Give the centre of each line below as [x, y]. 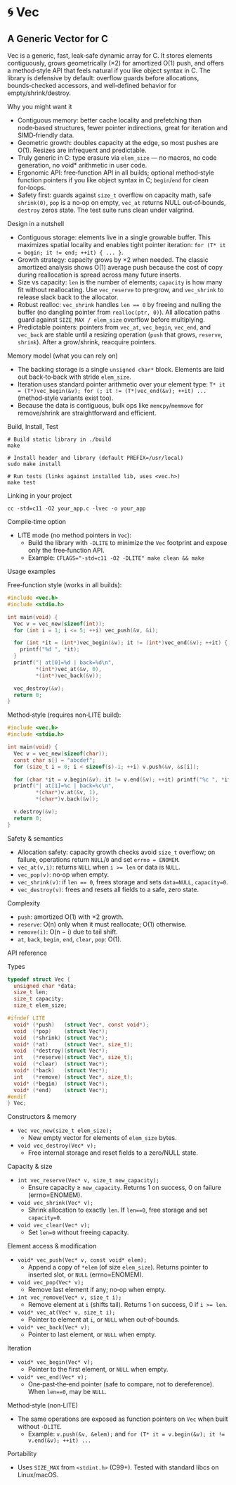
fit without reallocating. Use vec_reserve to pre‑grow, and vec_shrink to [120, 290]
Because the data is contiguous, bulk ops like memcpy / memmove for [110, 405]
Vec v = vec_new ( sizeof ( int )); [59, 624]
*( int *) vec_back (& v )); [68, 676]
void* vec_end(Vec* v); [52, 1377]
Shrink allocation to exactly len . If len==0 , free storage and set [118, 1210]
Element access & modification [52, 1246]
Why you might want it [40, 107]
